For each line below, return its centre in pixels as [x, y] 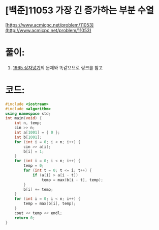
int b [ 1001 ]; [28, 137]
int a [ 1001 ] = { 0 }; [37, 133]
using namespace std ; [28, 113]
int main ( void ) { [24, 118]
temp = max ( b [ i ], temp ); [50, 204]
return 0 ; [25, 218]
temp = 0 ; [34, 166]
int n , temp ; [28, 123]
